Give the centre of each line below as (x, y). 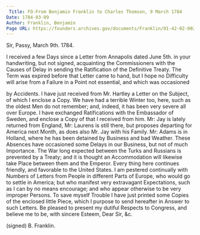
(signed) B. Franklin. (31, 226)
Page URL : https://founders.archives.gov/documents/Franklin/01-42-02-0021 (102, 28)
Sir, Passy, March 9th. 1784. (40, 45)
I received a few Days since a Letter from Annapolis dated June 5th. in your (99, 57)
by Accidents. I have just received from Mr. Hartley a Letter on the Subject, (98, 94)
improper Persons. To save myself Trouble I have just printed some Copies (98, 195)
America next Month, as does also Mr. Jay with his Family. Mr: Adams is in (97, 132)
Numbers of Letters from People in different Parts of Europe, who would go (98, 176)
